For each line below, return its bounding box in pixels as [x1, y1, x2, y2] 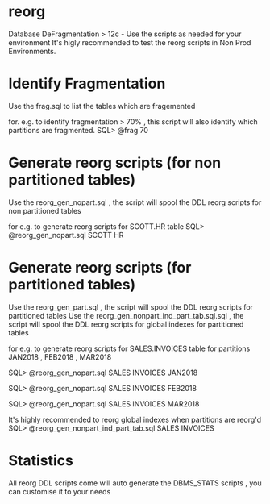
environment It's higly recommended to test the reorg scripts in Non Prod [8, 37, 251, 47]
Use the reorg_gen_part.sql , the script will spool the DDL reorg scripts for [8, 302, 254, 312]
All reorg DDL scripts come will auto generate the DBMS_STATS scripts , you [8, 478, 262, 488]
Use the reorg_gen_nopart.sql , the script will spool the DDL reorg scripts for [8, 197, 262, 207]
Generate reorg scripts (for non [8, 154, 222, 172]
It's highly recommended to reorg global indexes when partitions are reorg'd [8, 414, 262, 424]
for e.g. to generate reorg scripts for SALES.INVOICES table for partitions [8, 344, 251, 353]
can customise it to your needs [8, 486, 111, 496]
